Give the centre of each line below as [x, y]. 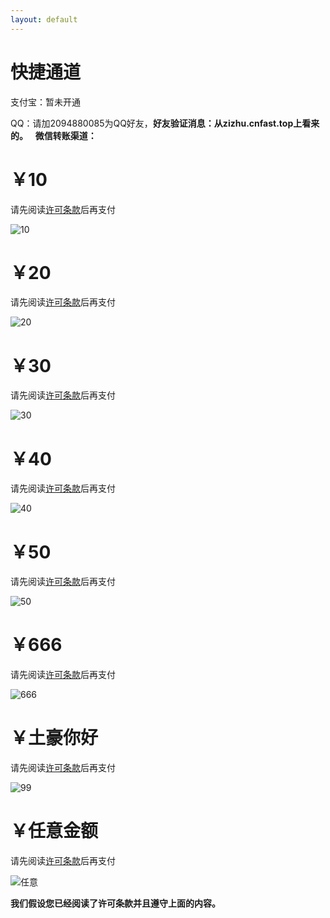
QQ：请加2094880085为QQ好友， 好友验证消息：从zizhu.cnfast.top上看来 [165, 123]
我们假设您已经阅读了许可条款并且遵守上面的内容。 [115, 903]
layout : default [44, 19]
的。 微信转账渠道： [53, 135]
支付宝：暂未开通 [45, 102]
